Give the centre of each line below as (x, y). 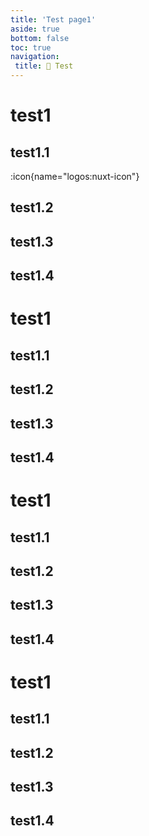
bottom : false (40, 38)
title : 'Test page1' (53, 19)
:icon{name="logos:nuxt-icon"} (75, 176)
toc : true (31, 47)
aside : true (35, 29)
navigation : (35, 57)
